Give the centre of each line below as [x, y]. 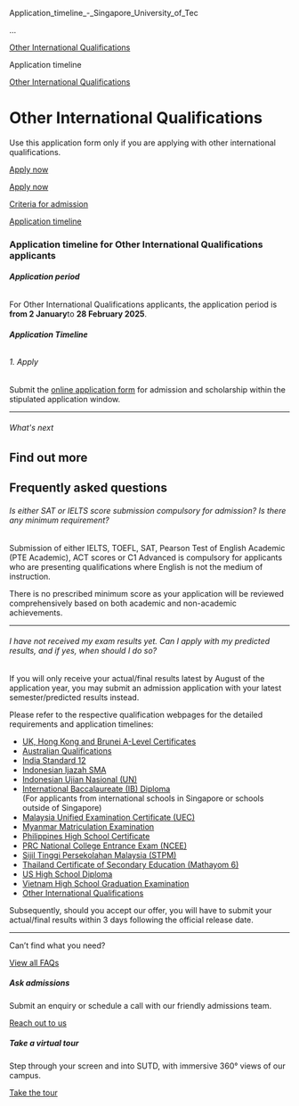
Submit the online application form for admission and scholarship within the [148, 389]
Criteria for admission [49, 203]
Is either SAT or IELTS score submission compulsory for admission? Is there [148, 511]
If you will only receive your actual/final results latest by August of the [137, 678]
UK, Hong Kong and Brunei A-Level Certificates [109, 741]
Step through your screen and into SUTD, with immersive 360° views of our [148, 1066]
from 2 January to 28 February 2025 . [78, 314]
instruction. [30, 576]
